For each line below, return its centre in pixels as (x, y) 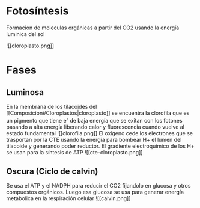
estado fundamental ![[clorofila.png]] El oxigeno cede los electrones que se (100, 133)
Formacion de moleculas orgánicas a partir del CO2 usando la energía (93, 28)
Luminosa (25, 92)
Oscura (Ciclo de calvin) (52, 171)
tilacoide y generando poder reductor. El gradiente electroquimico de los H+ (100, 146)
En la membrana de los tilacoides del (52, 106)
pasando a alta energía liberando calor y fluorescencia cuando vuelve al (95, 127)
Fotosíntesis (38, 11)
